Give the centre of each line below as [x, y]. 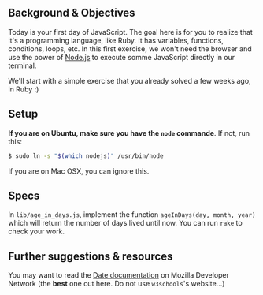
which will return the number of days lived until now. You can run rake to [125, 223]
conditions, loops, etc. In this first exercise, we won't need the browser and [130, 49]
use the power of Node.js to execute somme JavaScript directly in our [122, 57]
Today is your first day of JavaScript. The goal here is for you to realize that [131, 32]
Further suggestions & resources [91, 256]
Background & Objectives [72, 13]
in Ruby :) [24, 89]
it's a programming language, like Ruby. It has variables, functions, [116, 40]
